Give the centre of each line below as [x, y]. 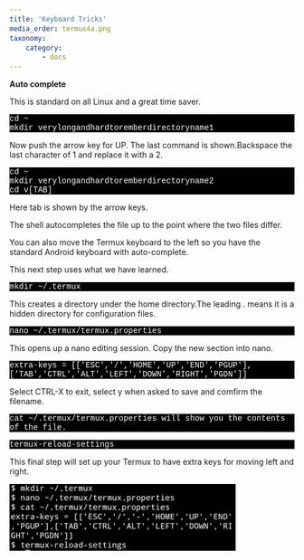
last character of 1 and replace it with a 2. [86, 155]
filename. [27, 402]
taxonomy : [28, 38]
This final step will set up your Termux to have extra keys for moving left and [152, 462]
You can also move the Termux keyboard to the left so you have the [135, 242]
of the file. [38, 428]
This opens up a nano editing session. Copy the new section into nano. [141, 348]
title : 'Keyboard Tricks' [58, 19]
